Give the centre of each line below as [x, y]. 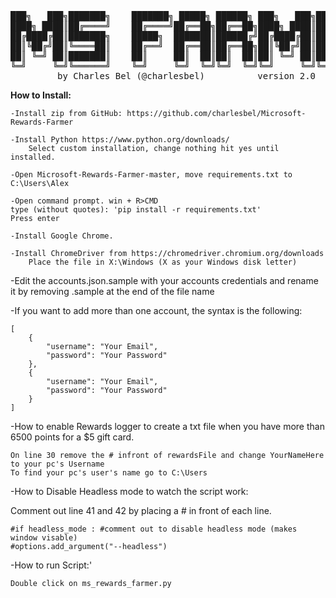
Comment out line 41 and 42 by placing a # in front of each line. [141, 510]
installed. [33, 157]
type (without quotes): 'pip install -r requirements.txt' [136, 210]
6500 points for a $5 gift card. [72, 437]
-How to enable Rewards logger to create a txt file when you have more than [167, 426]
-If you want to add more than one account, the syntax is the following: [156, 310]
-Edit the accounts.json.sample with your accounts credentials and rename [164, 280]
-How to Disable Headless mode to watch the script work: [129, 491]
